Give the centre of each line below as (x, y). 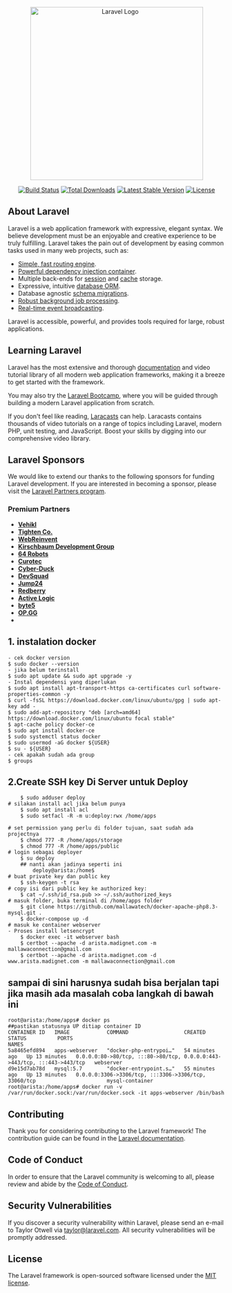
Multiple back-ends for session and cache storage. (90, 278)
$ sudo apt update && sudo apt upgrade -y (70, 676)
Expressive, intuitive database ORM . (69, 286)
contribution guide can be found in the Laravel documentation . (97, 1138)
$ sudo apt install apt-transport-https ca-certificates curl (99, 688)
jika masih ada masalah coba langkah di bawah (111, 993)
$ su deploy (37, 859)
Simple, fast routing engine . (57, 264)
